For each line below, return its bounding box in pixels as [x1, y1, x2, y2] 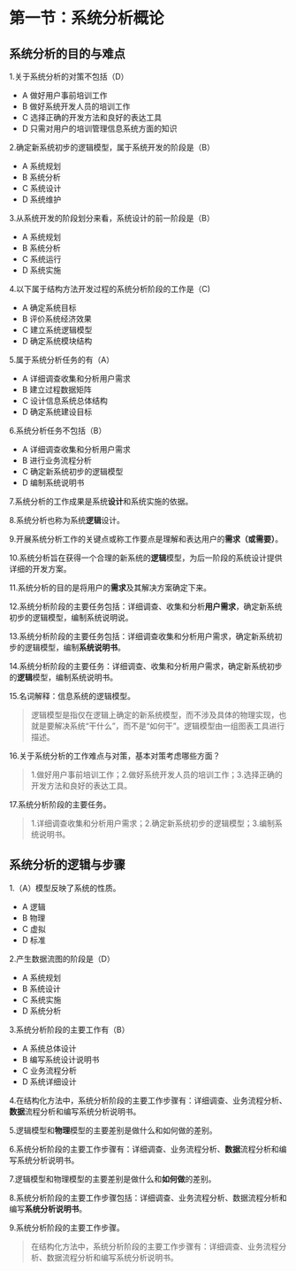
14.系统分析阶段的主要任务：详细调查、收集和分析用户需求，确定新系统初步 [9, 661, 283, 671]
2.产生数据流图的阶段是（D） [9, 953, 115, 964]
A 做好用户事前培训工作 [21, 90, 108, 100]
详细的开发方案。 [9, 564, 72, 574]
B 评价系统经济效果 [21, 313, 92, 324]
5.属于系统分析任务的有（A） [9, 355, 115, 365]
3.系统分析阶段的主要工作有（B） [9, 1024, 130, 1035]
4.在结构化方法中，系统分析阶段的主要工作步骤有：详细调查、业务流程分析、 [9, 1095, 287, 1105]
